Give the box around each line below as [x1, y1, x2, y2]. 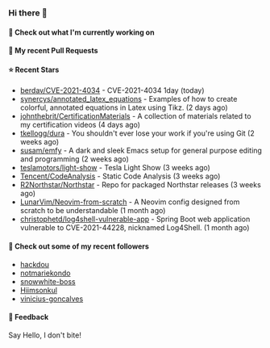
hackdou [19, 259, 50, 269]
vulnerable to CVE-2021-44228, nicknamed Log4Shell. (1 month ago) [19, 223, 250, 233]
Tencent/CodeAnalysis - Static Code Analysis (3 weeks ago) [19, 171, 221, 181]
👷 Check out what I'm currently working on [8, 27, 155, 37]
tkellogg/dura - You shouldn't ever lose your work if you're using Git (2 [19, 128, 255, 138]
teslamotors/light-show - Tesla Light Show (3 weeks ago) [19, 163, 211, 173]
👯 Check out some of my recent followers [8, 241, 149, 251]
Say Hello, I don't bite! [8, 330, 82, 340]
